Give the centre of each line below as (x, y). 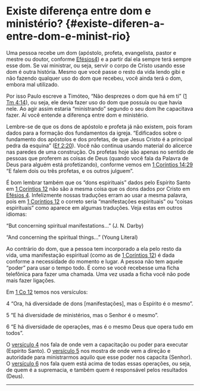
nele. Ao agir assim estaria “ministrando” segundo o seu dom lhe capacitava (100, 108)
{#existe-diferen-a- (115, 24)
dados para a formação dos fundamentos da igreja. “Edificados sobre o (94, 133)
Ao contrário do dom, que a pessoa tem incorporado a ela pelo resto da (94, 249)
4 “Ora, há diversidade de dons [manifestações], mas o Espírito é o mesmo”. (100, 303)
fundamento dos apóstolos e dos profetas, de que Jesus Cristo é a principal (99, 139)
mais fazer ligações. (31, 280)
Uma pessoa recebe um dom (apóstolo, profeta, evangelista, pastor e (91, 52)
